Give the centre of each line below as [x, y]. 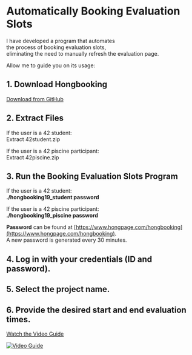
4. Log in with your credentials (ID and [79, 259]
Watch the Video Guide [35, 334]
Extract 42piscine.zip [33, 157]
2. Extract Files [35, 118]
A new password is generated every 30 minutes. [67, 240]
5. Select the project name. [58, 289]
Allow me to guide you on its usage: [51, 65]
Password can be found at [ [41, 227]
